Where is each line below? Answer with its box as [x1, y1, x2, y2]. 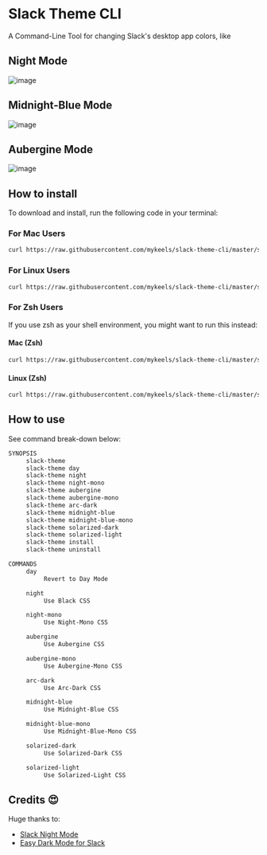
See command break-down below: [8, 433, 122, 443]
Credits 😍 [8, 793, 60, 806]
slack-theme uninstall [25, 546, 102, 554]
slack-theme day [25, 464, 80, 473]
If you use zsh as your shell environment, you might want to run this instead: [8, 320, 258, 329]
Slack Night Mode [19, 830, 79, 839]
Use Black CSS [43, 597, 91, 605]
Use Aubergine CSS [43, 641, 105, 649]
